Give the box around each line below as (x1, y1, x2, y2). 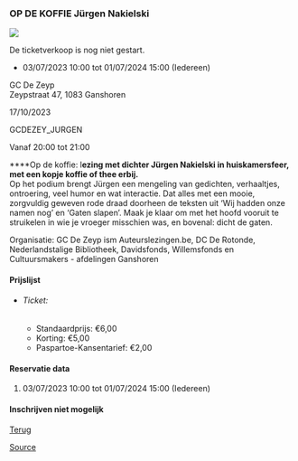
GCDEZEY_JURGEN (9, 125, 83, 136)
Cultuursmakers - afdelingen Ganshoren (9, 254, 160, 265)
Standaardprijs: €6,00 (35, 324, 117, 334)
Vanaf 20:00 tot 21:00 (9, 142, 90, 153)
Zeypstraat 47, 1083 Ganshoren (9, 89, 126, 100)
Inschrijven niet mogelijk (9, 403, 104, 414)
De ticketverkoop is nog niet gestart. (9, 44, 145, 56)
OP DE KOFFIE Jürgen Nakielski (9, 7, 150, 20)
